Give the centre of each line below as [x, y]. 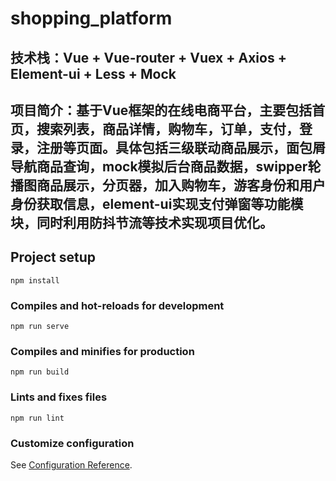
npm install [35, 280]
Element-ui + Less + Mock [93, 73]
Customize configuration [72, 443]
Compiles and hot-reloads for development [117, 305]
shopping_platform [91, 18]
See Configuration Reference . [71, 464]
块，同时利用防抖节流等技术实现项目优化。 [141, 222]
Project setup [53, 257]
